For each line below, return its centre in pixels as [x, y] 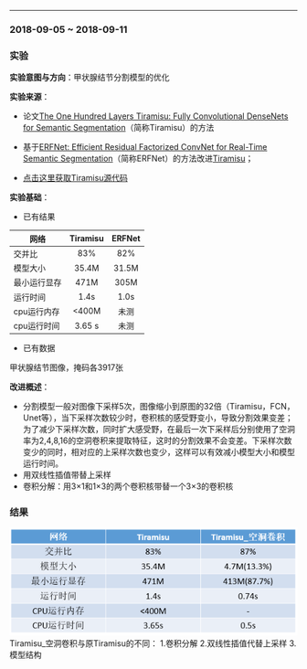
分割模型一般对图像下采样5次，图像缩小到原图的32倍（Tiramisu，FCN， [159, 406]
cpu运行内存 [37, 311]
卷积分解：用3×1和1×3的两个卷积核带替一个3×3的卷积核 [128, 486]
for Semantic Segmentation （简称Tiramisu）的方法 [118, 128]
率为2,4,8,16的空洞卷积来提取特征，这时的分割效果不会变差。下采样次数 [157, 441]
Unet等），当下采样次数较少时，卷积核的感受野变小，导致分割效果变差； [158, 418]
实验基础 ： [30, 197]
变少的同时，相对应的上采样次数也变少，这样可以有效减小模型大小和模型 [159, 451]
